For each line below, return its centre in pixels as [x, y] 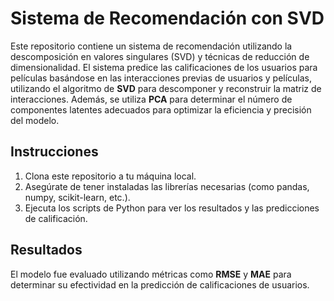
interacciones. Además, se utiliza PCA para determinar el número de [151, 99]
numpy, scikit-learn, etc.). [77, 197]
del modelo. [35, 120]
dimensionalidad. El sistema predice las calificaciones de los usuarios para [164, 67]
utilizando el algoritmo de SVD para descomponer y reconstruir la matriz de [166, 88]
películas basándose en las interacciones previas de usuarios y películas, [161, 78]
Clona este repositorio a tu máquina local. [110, 176]
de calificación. [56, 218]
